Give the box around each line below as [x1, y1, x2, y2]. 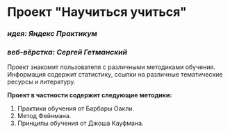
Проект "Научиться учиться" [7, 4, 187, 20]
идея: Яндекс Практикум [7, 29, 97, 39]
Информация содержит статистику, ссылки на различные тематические [7, 70, 223, 79]
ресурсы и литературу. [7, 77, 76, 86]
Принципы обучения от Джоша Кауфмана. [17, 119, 144, 128]
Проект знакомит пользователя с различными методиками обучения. [7, 63, 216, 71]
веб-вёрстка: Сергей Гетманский [7, 48, 127, 57]
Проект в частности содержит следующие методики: [7, 91, 172, 99]
